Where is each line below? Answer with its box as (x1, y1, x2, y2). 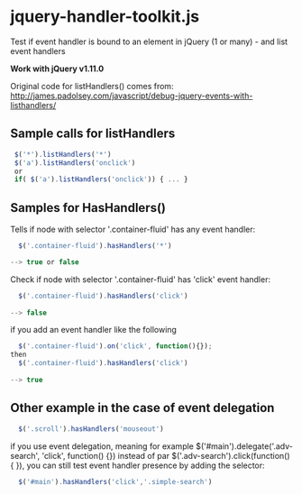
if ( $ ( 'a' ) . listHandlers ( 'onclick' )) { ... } (14, 175, 188, 184)
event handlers (10, 45, 66, 56)
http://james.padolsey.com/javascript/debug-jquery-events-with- (10, 90, 253, 101)
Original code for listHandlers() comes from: (10, 80, 174, 91)
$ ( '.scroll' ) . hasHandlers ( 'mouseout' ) (18, 424, 165, 434)
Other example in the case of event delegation (10, 400, 275, 416)
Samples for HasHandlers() (10, 200, 166, 215)
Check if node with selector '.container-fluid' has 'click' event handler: (10, 273, 271, 285)
